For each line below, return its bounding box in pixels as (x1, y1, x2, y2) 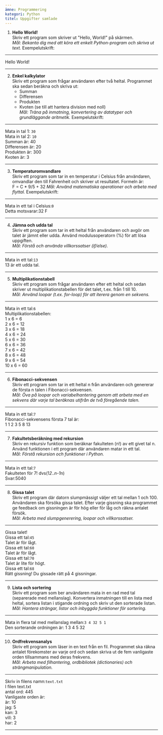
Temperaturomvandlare (12, 169, 61, 174)
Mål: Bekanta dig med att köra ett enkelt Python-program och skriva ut (12, 40, 154, 46)
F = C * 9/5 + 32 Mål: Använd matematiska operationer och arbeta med (12, 184, 157, 190)
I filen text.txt (5, 684, 32, 690)
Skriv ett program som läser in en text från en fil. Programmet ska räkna (12, 644, 155, 650)
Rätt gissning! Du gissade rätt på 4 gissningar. (5, 571, 97, 577)
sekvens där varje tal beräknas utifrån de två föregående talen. (12, 397, 140, 403)
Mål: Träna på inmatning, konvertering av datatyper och (19, 109, 132, 115)
